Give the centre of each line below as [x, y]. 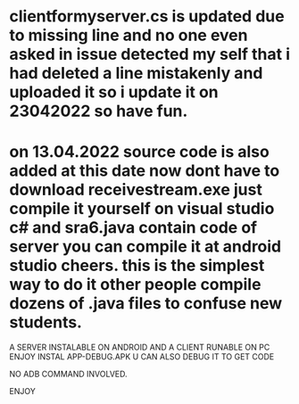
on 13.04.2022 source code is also [139, 152]
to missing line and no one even [129, 35]
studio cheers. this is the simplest [137, 266]
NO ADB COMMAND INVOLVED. [68, 374]
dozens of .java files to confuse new [146, 304]
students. [46, 322]
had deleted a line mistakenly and [136, 74]
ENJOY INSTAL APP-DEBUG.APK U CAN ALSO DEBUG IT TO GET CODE [142, 357]
